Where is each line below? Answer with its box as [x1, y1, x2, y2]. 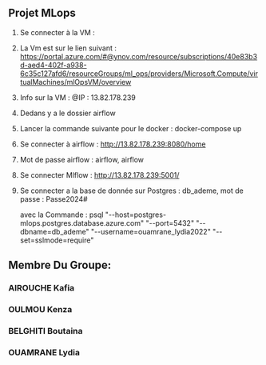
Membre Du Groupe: [8, 259, 112, 272]
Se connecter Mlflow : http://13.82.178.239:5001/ [19, 170, 180, 179]
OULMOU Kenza [8, 304, 73, 315]
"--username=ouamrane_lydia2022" [90, 227, 212, 236]
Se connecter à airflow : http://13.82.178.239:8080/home [19, 139, 206, 149]
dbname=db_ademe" [19, 227, 89, 236]
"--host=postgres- [105, 210, 166, 219]
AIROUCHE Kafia [8, 283, 75, 294]
